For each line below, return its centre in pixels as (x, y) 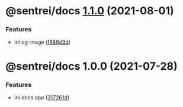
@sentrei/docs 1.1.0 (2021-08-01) (90, 11)
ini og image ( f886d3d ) (42, 42)
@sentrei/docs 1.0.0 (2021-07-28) (92, 66)
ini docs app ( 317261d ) (42, 97)
